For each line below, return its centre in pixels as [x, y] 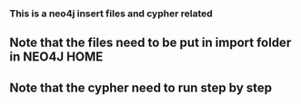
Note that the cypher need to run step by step [141, 87]
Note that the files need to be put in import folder [150, 43]
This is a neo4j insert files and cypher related [111, 14]
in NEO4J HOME [56, 57]
